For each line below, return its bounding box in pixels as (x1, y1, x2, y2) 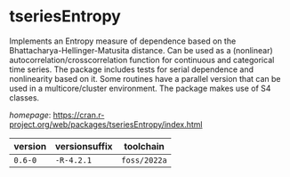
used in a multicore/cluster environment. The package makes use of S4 (9, 83, 271, 93)
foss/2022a (121, 155, 167, 165)
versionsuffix (54, 140, 113, 152)
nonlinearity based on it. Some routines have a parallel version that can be (9, 73, 281, 84)
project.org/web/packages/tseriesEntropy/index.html (9, 118, 203, 130)
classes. (9, 92, 40, 103)
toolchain (124, 140, 165, 152)
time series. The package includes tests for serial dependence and (9, 64, 254, 75)
